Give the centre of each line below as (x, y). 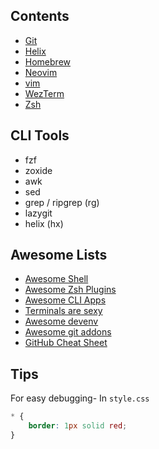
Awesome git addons (68, 332)
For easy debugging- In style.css (80, 398)
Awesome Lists (59, 255)
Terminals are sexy (63, 311)
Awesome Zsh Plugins (70, 290)
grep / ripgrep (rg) (62, 202)
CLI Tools (40, 135)
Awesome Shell (56, 279)
